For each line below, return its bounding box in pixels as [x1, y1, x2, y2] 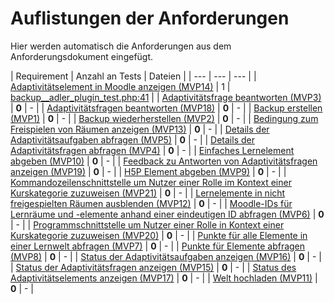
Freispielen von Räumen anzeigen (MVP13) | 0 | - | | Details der [10, 123, 270, 135]
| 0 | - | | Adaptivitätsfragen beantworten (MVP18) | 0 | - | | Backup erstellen [10, 102, 323, 114]
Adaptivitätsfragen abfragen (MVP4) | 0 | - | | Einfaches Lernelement [10, 144, 295, 156]
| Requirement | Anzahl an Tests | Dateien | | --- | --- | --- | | [10, 70, 257, 82]
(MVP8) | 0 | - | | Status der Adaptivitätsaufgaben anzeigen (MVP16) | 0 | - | [10, 250, 322, 262]
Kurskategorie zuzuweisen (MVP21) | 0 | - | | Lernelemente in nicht [10, 187, 286, 199]
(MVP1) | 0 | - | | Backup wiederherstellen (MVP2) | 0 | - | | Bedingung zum [10, 112, 319, 124]
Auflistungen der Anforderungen [10, 7, 290, 30]
